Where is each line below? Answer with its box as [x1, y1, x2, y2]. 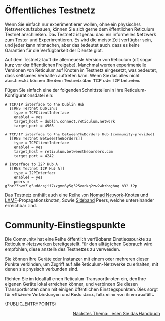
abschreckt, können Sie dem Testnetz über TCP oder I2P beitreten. [5, 78, 141, 83]
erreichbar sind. [5, 202, 37, 208]
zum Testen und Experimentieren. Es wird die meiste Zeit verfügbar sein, [5, 37, 152, 43]
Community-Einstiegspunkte [5, 220, 126, 231]
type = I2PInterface [14, 170, 56, 175]
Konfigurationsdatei [5, 92, 45, 98]
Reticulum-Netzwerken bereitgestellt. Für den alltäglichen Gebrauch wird [5, 241, 153, 247]
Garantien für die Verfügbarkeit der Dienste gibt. [5, 47, 103, 53]
